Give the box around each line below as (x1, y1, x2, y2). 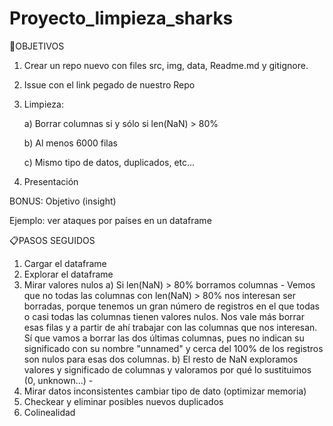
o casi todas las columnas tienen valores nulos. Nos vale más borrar (23, 310, 305, 322)
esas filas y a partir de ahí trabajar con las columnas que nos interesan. (23, 321, 318, 333)
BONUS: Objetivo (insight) (9, 195, 117, 207)
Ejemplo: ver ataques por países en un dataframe (9, 214, 212, 226)
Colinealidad (23, 406, 76, 418)
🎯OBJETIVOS (9, 40, 65, 52)
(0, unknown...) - (23, 374, 94, 386)
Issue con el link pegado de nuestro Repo (23, 78, 196, 91)
